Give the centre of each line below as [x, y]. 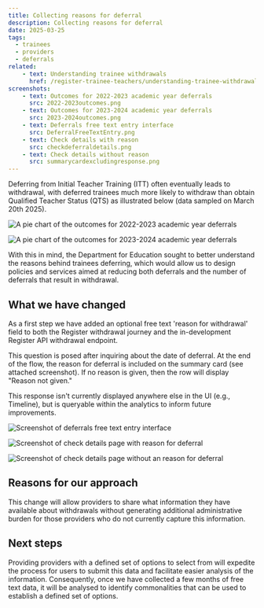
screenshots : [29, 88]
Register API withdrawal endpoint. [63, 340]
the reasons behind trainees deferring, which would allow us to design [122, 263]
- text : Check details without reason [86, 154]
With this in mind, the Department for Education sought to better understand [132, 255]
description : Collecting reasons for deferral [86, 23]
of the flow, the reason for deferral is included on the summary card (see [126, 363]
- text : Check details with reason [81, 140]
